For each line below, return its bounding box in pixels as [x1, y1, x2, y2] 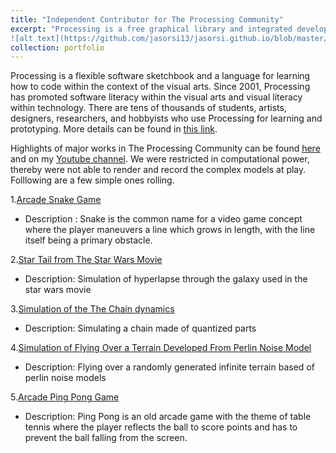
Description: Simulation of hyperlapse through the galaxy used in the [24, 273, 308, 285]
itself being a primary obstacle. [24, 234, 153, 246]
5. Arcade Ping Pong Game [10, 391, 120, 403]
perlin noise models [24, 372, 107, 384]
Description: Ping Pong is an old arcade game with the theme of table [24, 411, 312, 423]
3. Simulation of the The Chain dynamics [10, 303, 175, 315]
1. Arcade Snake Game [10, 194, 102, 206]
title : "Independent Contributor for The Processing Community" [10, 14, 284, 25]
